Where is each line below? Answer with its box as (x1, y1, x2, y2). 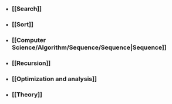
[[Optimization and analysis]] (11, 75, 97, 83)
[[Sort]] (11, 20, 34, 28)
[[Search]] (11, 5, 42, 13)
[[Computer (11, 36, 46, 44)
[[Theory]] (11, 90, 43, 98)
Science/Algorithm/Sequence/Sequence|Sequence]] (11, 43, 167, 51)
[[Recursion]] (11, 59, 51, 67)
